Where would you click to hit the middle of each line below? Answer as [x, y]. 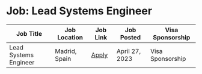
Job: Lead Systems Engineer [79, 11]
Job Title [29, 33]
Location [70, 37]
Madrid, [66, 51]
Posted [130, 37]
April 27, [129, 51]
